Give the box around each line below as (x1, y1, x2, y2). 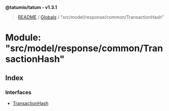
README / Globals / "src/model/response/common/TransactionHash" (17, 14, 164, 20)
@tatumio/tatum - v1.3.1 (5, 5, 58, 10)
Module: (5, 32, 41, 44)
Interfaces (5, 89, 32, 96)
